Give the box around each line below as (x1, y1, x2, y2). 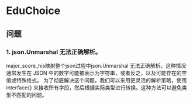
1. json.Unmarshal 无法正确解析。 (6, 48, 102, 56)
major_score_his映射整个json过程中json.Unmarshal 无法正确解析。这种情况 (6, 62, 187, 69)
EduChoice (6, 4, 61, 18)
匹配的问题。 (16, 91, 47, 98)
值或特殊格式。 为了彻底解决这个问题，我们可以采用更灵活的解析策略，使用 (6, 77, 187, 84)
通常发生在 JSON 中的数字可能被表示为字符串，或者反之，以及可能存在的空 (6, 69, 187, 77)
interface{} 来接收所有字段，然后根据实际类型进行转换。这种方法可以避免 (6, 84, 182, 91)
